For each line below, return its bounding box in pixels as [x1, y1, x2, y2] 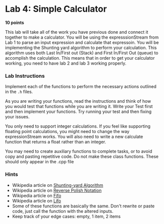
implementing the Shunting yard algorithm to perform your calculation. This [5, 45, 157, 50]
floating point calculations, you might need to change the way [5, 129, 130, 134]
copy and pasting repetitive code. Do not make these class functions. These [5, 154, 159, 159]
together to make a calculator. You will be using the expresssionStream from [5, 34, 159, 40]
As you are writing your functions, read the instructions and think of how [5, 98, 151, 104]
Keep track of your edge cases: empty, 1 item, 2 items [12, 213, 121, 219]
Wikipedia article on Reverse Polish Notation [12, 187, 102, 193]
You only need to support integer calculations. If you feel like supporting [5, 123, 151, 129]
